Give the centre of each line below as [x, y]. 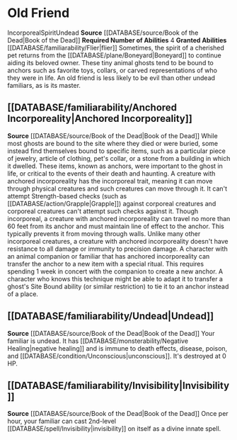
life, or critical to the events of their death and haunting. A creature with [111, 173]
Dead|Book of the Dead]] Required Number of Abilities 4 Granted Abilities [117, 40]
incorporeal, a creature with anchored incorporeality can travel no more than [119, 218]
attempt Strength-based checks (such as [67, 196]
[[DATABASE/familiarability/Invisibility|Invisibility [118, 385]
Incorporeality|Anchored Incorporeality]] [100, 119]
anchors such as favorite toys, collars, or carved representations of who [112, 70]
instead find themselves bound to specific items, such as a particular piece [117, 151]
